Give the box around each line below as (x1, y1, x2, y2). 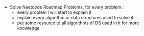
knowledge (17, 25, 40, 31)
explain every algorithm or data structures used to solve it (17, 15, 134, 20)
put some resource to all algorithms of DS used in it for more (17, 20, 139, 26)
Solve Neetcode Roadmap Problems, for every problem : (9, 4, 124, 10)
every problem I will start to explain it (17, 9, 92, 15)
